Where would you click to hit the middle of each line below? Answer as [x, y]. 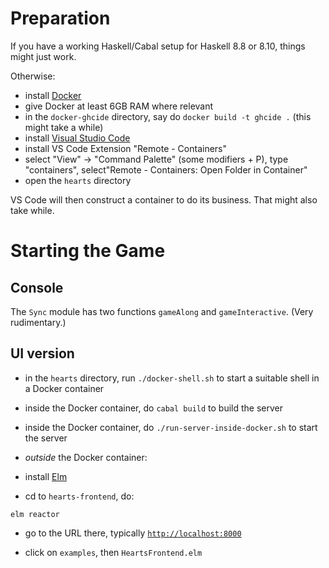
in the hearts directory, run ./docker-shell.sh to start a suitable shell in [172, 378]
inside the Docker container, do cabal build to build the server [154, 408]
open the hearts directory [78, 180]
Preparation [60, 18]
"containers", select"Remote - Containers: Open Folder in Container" [166, 169]
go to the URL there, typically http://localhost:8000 [133, 533]
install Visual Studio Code [77, 138]
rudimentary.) [38, 322]
